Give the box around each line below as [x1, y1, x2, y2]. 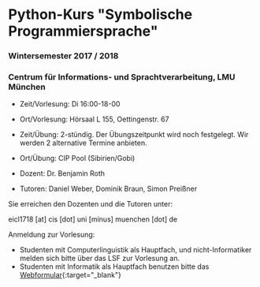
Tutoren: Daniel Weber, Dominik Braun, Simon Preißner [19, 184, 198, 194]
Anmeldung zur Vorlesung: [8, 230, 95, 240]
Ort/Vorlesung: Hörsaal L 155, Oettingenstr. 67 [19, 114, 169, 124]
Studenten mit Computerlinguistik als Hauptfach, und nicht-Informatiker [19, 245, 252, 255]
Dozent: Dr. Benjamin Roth [19, 169, 105, 178]
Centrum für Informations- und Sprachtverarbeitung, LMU [8, 72, 236, 83]
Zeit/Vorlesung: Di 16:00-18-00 [19, 99, 121, 109]
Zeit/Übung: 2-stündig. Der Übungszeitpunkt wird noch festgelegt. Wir [19, 130, 249, 140]
